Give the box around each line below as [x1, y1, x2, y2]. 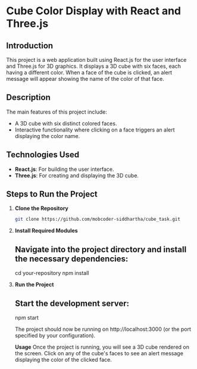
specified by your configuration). [14, 332, 96, 339]
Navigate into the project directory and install [14, 244, 187, 254]
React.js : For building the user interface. [14, 165, 114, 173]
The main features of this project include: [6, 108, 107, 115]
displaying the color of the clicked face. [14, 356, 112, 363]
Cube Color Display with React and [6, 4, 182, 18]
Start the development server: [14, 298, 130, 308]
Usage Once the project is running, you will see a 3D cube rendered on [14, 343, 189, 351]
